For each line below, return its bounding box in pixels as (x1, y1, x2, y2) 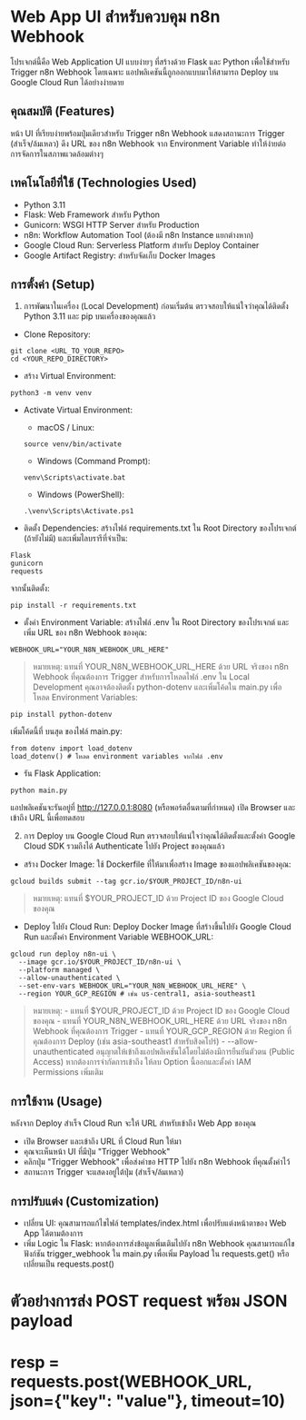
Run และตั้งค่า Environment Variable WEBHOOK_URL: (23, 931, 214, 942)
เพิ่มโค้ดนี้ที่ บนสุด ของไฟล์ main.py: (10, 726, 123, 737)
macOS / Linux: (36, 422, 94, 433)
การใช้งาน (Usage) (10, 1093, 103, 1109)
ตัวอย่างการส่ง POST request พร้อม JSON (10, 1291, 288, 1312)
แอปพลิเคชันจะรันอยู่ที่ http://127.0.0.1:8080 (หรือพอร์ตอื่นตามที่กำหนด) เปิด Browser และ (10, 802, 296, 813)
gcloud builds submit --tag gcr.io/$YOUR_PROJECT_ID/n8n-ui (10, 877, 243, 887)
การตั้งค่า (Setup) (10, 276, 95, 292)
